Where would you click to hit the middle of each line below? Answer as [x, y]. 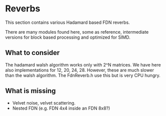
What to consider [33, 53]
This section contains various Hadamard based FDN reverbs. [68, 22]
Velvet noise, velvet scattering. [44, 103]
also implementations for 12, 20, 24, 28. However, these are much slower [80, 70]
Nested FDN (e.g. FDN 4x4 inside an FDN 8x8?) [61, 108]
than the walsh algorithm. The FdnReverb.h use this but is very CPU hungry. [83, 75]
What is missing [31, 91]
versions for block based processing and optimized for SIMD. [68, 37]
